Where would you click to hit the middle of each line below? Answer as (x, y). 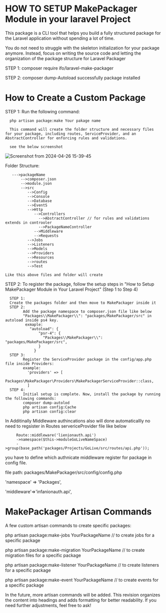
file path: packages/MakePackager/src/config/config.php (64, 472)
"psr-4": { (50, 333)
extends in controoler (28, 222)
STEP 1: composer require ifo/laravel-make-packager (59, 68)
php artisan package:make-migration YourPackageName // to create (75, 550)
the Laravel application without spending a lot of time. (60, 38)
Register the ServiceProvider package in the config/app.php (87, 359)
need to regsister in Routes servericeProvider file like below (66, 426)
